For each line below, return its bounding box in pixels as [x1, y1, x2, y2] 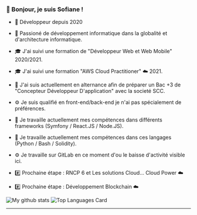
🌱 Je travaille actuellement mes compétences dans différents [14, 116, 162, 123]
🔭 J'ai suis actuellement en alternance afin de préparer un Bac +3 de [14, 81, 181, 88]
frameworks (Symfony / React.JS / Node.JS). [14, 123, 124, 130]
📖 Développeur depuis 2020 [14, 19, 83, 26]
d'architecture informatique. [14, 36, 83, 43]
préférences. [14, 105, 46, 112]
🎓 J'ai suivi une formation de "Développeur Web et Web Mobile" [14, 48, 172, 55]
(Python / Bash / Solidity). [14, 140, 77, 147]
